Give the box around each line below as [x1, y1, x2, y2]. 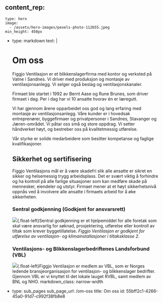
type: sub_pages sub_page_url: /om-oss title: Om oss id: [12, 288, 126, 294]
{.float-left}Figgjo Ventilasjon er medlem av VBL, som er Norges [17, 263, 145, 269]
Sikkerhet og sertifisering [12, 155, 91, 163]
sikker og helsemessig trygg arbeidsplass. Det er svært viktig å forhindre [12, 173, 159, 179]
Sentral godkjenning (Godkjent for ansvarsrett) [12, 206, 126, 213]
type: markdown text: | [12, 38, 57, 43]
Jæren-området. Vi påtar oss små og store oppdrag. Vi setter [12, 121, 135, 127]
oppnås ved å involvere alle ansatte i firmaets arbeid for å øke [12, 188, 136, 194]
